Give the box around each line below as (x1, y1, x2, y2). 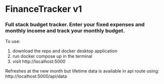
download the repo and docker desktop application (12, 48, 118, 54)
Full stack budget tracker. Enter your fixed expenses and (5, 21, 145, 28)
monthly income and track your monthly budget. (5, 27, 125, 34)
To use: (5, 39, 21, 44)
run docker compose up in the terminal (12, 53, 92, 59)
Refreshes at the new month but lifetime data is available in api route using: (5, 68, 160, 74)
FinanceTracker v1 (5, 3, 82, 15)
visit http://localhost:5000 (12, 58, 66, 65)
